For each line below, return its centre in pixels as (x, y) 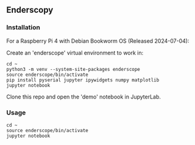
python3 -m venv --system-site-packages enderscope (73, 69)
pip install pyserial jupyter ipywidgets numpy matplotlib (83, 80)
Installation (23, 28)
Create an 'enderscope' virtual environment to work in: (75, 53)
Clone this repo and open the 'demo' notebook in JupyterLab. (84, 97)
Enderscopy (30, 10)
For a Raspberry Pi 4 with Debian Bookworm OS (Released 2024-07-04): (98, 41)
